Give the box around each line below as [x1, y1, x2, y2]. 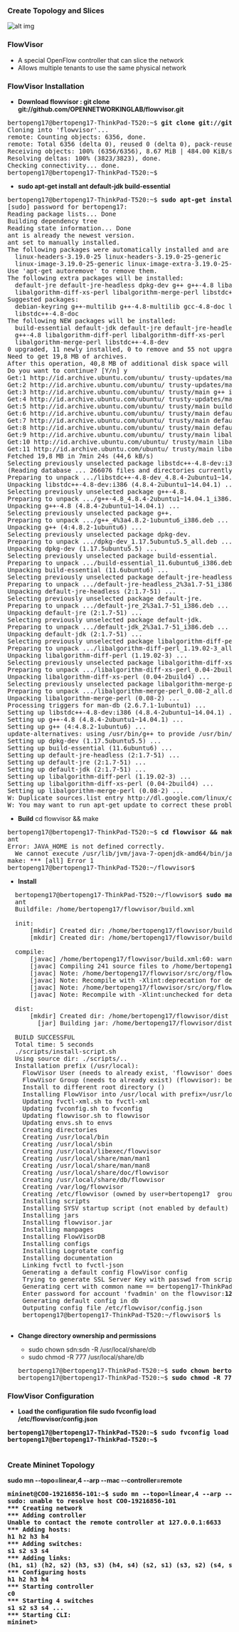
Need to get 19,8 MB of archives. [7, 352, 128, 360]
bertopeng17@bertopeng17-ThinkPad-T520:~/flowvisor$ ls [22, 1311, 222, 1319]
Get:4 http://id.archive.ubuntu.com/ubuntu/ [7, 394, 166, 403]
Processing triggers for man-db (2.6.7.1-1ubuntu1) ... [7, 701, 206, 709]
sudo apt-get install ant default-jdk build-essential [17, 182, 171, 190]
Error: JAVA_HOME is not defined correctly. [7, 842, 166, 850]
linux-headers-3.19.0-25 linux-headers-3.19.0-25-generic [14, 252, 222, 261]
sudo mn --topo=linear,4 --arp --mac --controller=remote [7, 1476, 183, 1485]
